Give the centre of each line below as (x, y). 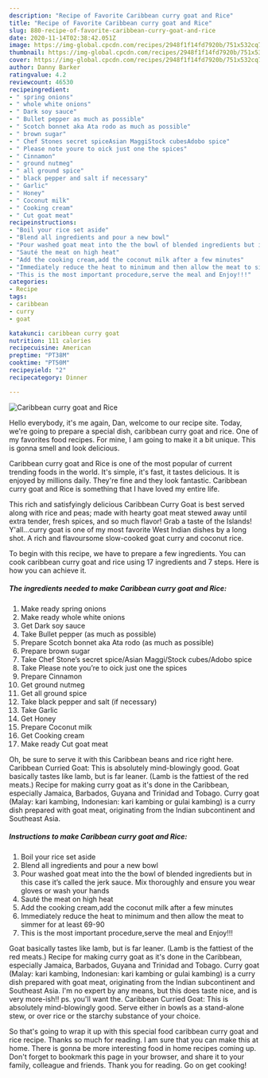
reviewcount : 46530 (41, 82)
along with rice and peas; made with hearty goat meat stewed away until (128, 512)
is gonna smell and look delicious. (64, 448)
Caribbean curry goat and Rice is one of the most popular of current (121, 463)
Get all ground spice (54, 693)
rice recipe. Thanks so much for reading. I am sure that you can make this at (134, 1040)
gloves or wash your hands (65, 890)
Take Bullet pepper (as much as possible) (88, 634)
